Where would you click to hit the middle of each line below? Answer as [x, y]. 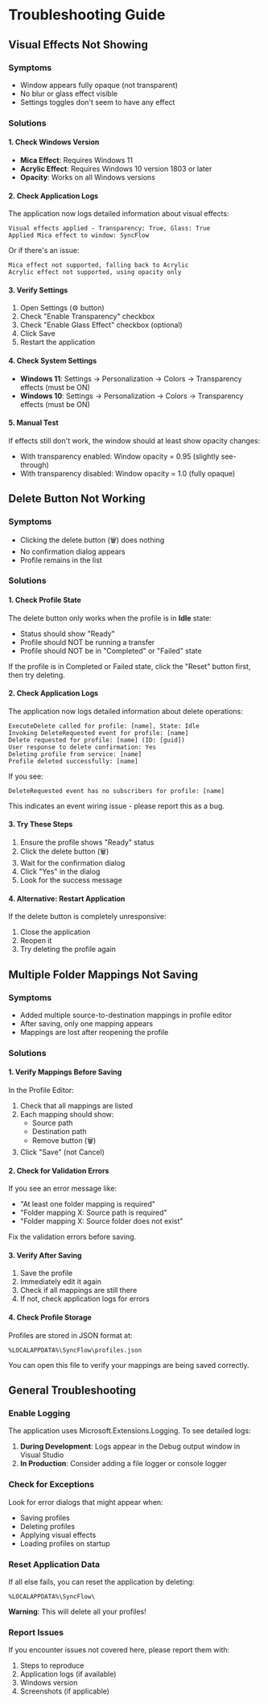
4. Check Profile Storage [50, 1317]
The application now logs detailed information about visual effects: [119, 214]
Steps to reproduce [52, 1665]
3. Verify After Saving [45, 1255]
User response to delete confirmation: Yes [82, 747]
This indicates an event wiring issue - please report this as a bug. [117, 806]
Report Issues [36, 1632]
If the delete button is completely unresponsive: [87, 916]
